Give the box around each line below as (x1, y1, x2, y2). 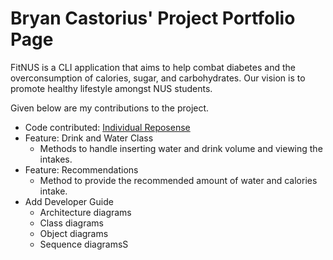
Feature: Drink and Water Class (24, 132, 154, 144)
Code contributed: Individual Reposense (24, 121, 191, 133)
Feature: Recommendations (24, 163, 139, 176)
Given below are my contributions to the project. (10, 102, 210, 114)
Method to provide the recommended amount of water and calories (39, 174, 318, 186)
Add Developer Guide (24, 195, 114, 207)
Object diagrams (39, 227, 109, 239)
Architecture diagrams (39, 206, 132, 218)
